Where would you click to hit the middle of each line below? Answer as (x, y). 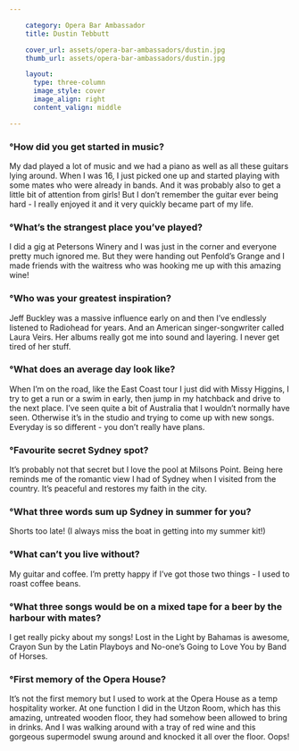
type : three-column (69, 83)
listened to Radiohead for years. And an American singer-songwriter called (147, 327)
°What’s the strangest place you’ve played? (106, 227)
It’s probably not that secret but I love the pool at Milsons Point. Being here (146, 469)
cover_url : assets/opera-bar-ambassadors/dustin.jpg (125, 50)
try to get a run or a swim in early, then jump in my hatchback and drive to (145, 398)
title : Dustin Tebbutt (67, 34)
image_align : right (69, 99)
